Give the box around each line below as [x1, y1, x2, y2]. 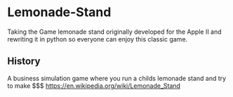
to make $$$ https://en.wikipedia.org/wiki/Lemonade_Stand [7, 82, 181, 90]
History [7, 56, 41, 67]
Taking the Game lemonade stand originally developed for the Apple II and [7, 27, 222, 36]
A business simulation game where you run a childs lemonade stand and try [7, 74, 227, 82]
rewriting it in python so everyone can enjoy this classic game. [7, 34, 188, 43]
